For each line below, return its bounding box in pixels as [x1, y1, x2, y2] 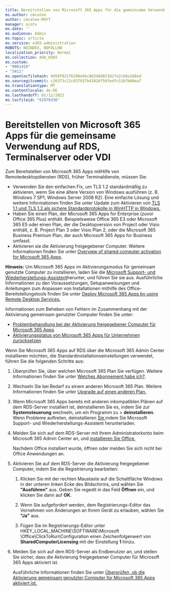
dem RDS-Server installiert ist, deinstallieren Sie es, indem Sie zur [12, 404, 150, 410]
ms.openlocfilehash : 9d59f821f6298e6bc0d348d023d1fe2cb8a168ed [5, 74, 142, 79]
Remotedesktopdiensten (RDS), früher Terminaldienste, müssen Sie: [5, 174, 148, 180]
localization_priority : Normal [5, 50, 71, 55]
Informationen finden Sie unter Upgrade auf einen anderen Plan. [12, 389, 147, 395]
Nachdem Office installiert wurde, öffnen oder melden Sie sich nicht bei [12, 446, 162, 452]
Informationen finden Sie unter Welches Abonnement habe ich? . [12, 373, 146, 379]
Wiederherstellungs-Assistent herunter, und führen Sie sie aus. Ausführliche [5, 275, 163, 281]
